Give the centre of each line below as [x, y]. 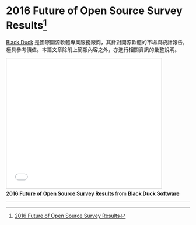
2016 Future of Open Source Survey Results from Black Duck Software [93, 193]
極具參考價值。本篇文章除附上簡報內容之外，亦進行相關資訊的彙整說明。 [93, 50]
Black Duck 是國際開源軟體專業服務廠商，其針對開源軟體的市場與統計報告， [97, 43]
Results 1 [27, 24]
